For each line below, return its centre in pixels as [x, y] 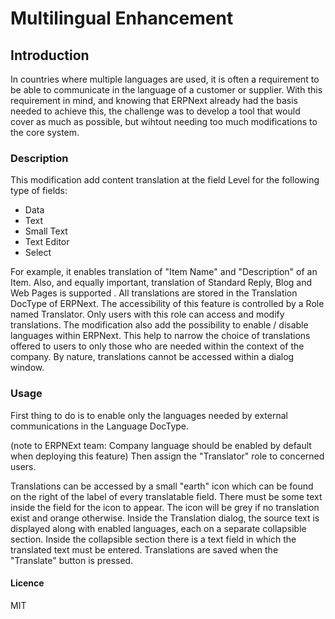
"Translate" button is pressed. [72, 560]
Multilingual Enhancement [122, 18]
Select [38, 253]
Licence [27, 583]
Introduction [50, 55]
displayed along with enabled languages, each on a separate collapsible [158, 528]
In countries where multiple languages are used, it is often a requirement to [165, 79]
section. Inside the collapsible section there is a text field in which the [153, 539]
